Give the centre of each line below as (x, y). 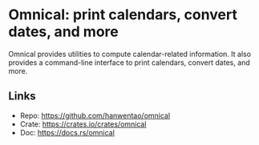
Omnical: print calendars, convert (123, 15)
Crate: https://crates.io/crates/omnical (83, 124)
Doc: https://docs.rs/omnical (67, 132)
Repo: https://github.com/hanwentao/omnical (95, 115)
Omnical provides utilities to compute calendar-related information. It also (129, 54)
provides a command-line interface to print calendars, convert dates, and (129, 62)
